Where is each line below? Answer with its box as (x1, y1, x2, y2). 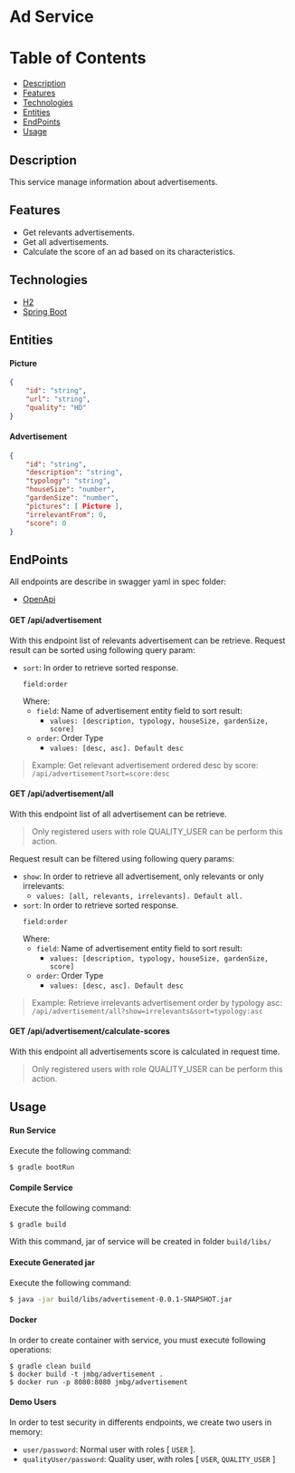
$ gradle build (9, 1220, 67, 1229)
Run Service (9, 1125, 57, 1136)
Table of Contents (9, 48, 147, 69)
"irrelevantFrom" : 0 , (25, 510, 107, 519)
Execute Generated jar (9, 1257, 95, 1268)
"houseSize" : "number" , (25, 485, 116, 494)
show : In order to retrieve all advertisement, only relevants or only (22, 871, 264, 882)
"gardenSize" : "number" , (25, 493, 119, 502)
